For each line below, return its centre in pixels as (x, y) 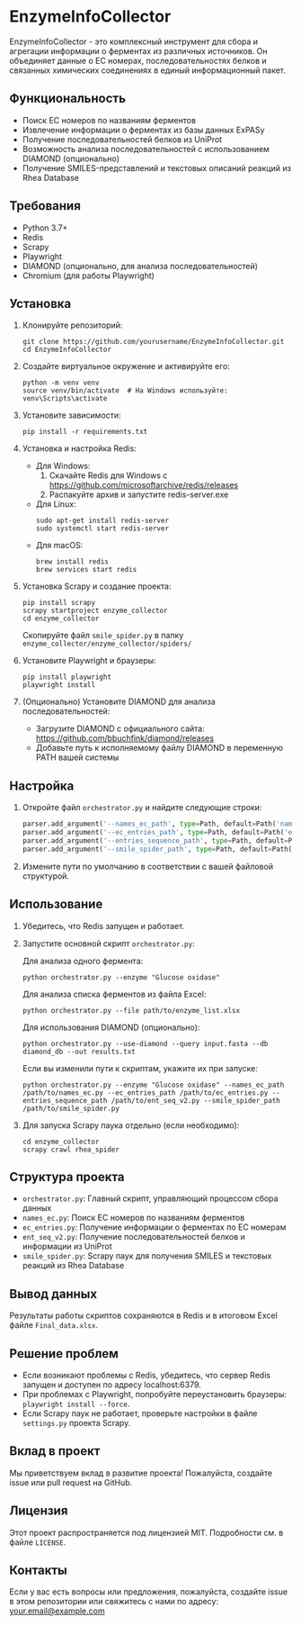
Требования (45, 206)
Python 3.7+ (45, 228)
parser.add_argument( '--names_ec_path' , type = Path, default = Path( (149, 824)
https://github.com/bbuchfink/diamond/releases (124, 738)
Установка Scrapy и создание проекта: (97, 586)
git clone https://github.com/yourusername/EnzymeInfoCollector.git (153, 342)
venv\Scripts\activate (65, 399)
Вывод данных (53, 1294)
